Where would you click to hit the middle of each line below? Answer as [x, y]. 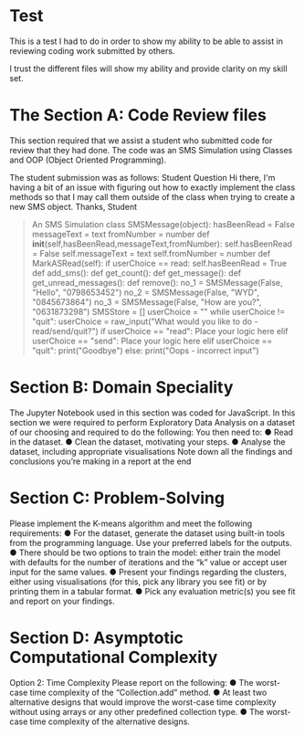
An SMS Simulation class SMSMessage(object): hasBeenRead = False [163, 224]
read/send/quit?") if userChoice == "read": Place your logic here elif [160, 331]
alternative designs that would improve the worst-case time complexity [143, 702]
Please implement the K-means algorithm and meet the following [131, 523]
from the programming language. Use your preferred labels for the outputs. [151, 542]
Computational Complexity [114, 657]
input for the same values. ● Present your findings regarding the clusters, [148, 572]
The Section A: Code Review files [138, 116]
